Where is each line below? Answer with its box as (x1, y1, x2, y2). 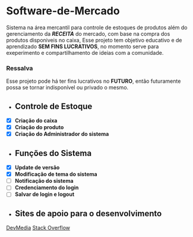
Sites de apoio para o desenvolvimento (14, 208, 162, 219)
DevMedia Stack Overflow (6, 224, 70, 232)
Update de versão (14, 164, 60, 171)
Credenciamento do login (14, 184, 79, 191)
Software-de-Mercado (6, 4, 120, 18)
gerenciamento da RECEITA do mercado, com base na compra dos (6, 30, 170, 37)
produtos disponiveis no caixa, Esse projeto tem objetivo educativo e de (6, 36, 182, 43)
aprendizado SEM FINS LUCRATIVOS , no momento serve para (6, 43, 159, 50)
